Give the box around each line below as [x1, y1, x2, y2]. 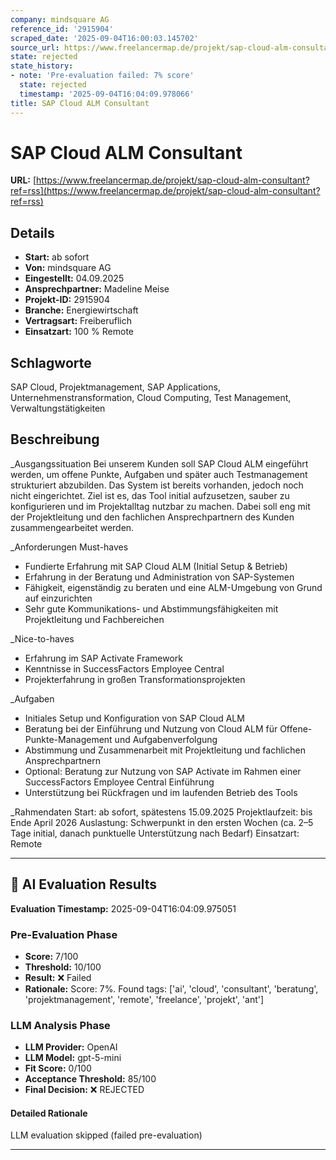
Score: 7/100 [24, 950, 79, 962]
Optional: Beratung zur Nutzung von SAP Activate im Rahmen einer [24, 765, 302, 777]
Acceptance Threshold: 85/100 [24, 1073, 157, 1085]
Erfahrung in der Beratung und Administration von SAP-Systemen [24, 571, 295, 583]
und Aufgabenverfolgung [114, 733, 218, 745]
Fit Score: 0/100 [24, 1062, 92, 1075]
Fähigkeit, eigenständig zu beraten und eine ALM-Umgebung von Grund [24, 581, 323, 593]
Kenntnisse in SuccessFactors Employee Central [24, 662, 225, 675]
